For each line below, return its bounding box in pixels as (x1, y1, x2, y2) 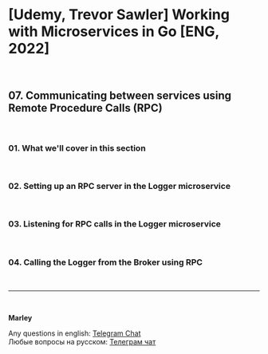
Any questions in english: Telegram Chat (8, 328, 141, 338)
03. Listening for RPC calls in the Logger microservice (8, 218, 222, 230)
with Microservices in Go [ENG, (8, 22, 219, 41)
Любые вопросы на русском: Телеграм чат (8, 336, 156, 346)
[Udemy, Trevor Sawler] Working (8, 6, 230, 24)
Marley (8, 313, 33, 322)
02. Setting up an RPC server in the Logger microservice (8, 180, 231, 191)
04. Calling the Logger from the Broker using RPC (8, 257, 203, 268)
